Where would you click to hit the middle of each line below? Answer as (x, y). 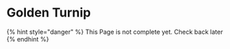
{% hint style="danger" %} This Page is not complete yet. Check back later (115, 32)
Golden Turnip (49, 13)
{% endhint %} (28, 39)
